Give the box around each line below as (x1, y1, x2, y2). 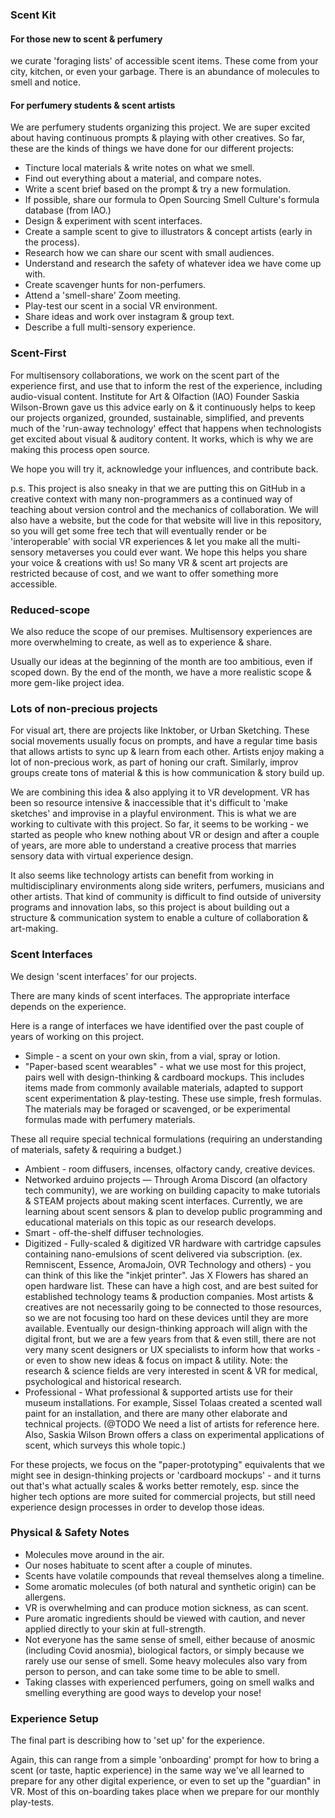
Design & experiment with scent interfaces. (24, 215, 203, 227)
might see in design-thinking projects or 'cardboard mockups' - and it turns (10, 1469, 322, 1481)
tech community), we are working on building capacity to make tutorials (24, 1184, 321, 1196)
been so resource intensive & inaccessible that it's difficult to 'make (10, 797, 289, 809)
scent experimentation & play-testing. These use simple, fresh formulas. (24, 1092, 322, 1104)
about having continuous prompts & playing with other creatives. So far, (10, 132, 306, 144)
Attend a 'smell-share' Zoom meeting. (24, 289, 182, 302)
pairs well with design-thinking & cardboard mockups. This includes (24, 1071, 305, 1083)
